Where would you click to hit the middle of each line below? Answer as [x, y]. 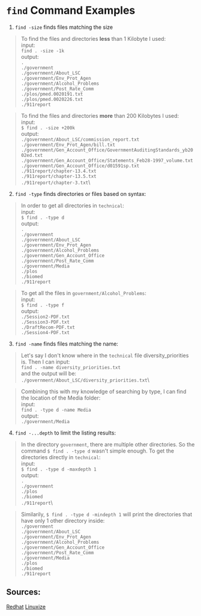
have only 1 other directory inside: [63, 520]
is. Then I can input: [45, 362]
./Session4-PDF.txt [45, 332]
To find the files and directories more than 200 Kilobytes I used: [100, 115]
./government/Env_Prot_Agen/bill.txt [68, 145]
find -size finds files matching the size [64, 27]
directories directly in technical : [61, 457]
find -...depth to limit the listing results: [65, 433]
